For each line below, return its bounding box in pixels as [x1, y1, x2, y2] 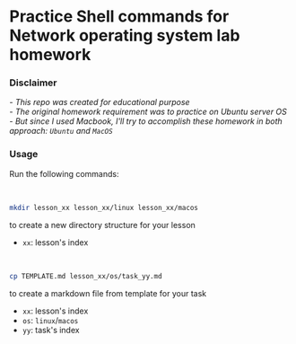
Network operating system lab [9, 25, 240, 46]
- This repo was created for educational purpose [9, 97, 190, 108]
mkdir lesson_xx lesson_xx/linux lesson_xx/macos [9, 203, 199, 212]
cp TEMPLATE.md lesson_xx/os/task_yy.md [9, 271, 163, 280]
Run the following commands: [9, 168, 119, 179]
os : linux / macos [22, 314, 79, 325]
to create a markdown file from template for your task [9, 287, 207, 298]
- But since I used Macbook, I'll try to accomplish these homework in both [9, 116, 283, 127]
